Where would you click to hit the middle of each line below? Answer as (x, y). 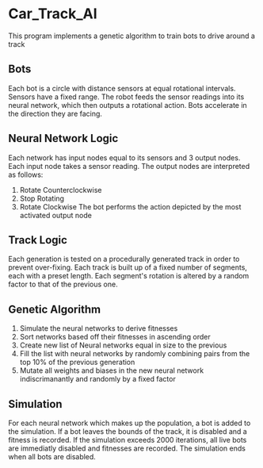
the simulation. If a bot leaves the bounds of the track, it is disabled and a (128, 432)
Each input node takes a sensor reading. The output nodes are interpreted (129, 166)
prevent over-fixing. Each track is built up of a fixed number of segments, (128, 267)
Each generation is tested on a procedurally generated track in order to (124, 259)
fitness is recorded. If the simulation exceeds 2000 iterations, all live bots (128, 440)
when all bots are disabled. (52, 456)
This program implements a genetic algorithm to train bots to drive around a (132, 36)
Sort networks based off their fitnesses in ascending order (115, 337)
